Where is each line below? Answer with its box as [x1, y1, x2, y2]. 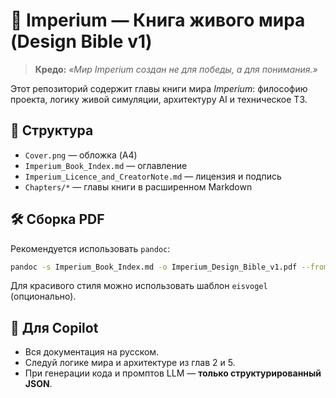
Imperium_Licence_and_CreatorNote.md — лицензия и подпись [24, 170, 282, 182]
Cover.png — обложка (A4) [24, 149, 138, 161]
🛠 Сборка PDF [10, 211, 105, 228]
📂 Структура [10, 122, 94, 139]
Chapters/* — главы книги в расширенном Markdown [24, 180, 253, 193]
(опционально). [10, 290, 77, 303]
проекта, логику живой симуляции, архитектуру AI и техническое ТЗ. [10, 93, 308, 105]
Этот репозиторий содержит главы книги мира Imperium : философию [10, 82, 308, 94]
